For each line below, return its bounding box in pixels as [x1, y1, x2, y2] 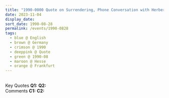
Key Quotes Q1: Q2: [5, 82, 46, 88]
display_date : [5, 17, 35, 22]
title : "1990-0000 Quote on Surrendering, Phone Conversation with [5, 7, 150, 13]
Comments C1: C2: [5, 88, 45, 94]
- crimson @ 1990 [10, 45, 46, 50]
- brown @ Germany [10, 40, 49, 45]
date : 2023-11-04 [5, 12, 42, 17]
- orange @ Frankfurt [10, 63, 55, 68]
